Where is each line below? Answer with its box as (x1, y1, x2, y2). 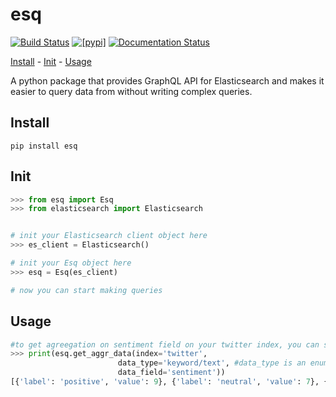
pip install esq (10, 141, 78, 151)
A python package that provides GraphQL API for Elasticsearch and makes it (10, 74, 325, 87)
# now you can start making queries (10, 285, 163, 295)
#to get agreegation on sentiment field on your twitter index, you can (10, 339, 320, 350)
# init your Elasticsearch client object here (10, 231, 208, 241)
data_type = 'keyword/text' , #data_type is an (117, 358, 307, 368)
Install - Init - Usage (10, 55, 92, 67)
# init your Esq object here (10, 258, 132, 268)
